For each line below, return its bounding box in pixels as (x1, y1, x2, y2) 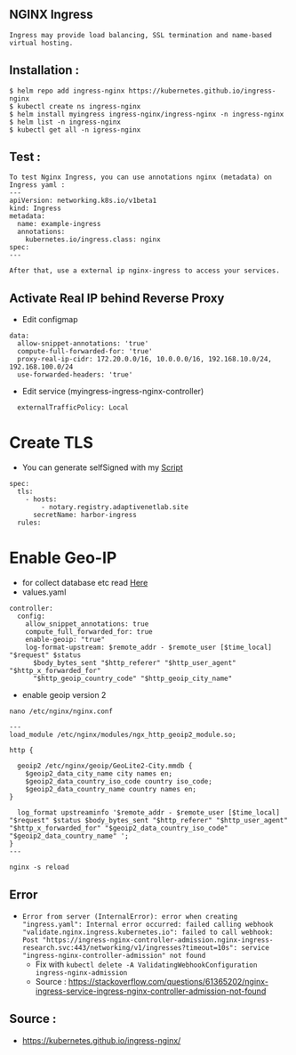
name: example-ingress (17, 220, 101, 229)
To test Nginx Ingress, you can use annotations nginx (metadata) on (9, 173, 273, 182)
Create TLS (9, 433, 93, 453)
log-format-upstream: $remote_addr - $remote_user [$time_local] (25, 643, 273, 653)
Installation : (9, 62, 80, 78)
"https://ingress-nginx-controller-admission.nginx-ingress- (42, 935, 274, 945)
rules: (17, 518, 42, 528)
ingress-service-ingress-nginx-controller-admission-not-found (35, 986, 267, 996)
